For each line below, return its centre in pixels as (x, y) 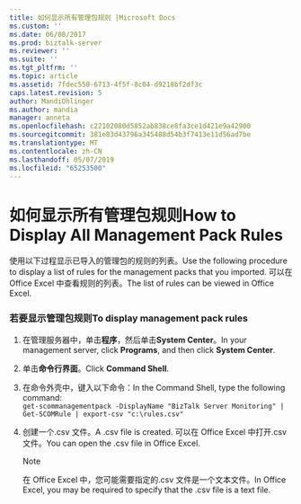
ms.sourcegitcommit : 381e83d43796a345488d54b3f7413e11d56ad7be (130, 135)
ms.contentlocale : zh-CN (56, 151)
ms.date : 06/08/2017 (48, 34)
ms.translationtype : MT (54, 143)
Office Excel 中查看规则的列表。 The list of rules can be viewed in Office (142, 283)
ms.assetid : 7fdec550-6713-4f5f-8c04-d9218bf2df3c (106, 84)
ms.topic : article (44, 76)
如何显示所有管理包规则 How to (123, 215)
